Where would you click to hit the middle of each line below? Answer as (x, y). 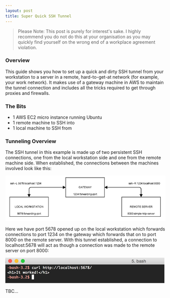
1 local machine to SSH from (42, 128)
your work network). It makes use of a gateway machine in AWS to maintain (84, 82)
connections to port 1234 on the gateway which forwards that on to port (81, 234)
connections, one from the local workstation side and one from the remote (83, 158)
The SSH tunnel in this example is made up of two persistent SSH (74, 152)
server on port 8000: (27, 250)
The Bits (16, 106)
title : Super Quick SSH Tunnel (38, 16)
